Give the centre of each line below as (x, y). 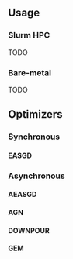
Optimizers (36, 114)
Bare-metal (30, 72)
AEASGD (23, 195)
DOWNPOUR (29, 230)
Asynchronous (36, 176)
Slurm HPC (29, 35)
